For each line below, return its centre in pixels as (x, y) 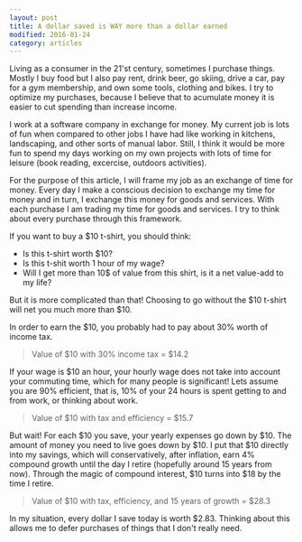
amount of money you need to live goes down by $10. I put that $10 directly (149, 445)
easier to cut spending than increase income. (93, 107)
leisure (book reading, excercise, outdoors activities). (108, 163)
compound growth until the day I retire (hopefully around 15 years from (141, 464)
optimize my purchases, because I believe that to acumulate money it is (142, 98)
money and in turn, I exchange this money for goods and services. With (142, 200)
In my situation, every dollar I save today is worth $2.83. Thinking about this (150, 519)
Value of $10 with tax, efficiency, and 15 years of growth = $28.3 (151, 501)
